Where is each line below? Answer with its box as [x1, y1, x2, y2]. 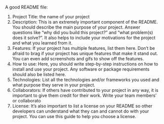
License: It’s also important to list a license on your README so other [12, 103, 153, 109]
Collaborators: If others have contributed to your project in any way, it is [12, 87, 159, 93]
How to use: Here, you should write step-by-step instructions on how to [12, 61, 159, 67]
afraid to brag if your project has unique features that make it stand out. [12, 50, 158, 56]
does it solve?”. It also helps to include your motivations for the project [12, 35, 156, 41]
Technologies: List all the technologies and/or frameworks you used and [12, 77, 160, 83]
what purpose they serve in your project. [12, 82, 95, 88]
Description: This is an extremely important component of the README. [12, 19, 158, 25]
